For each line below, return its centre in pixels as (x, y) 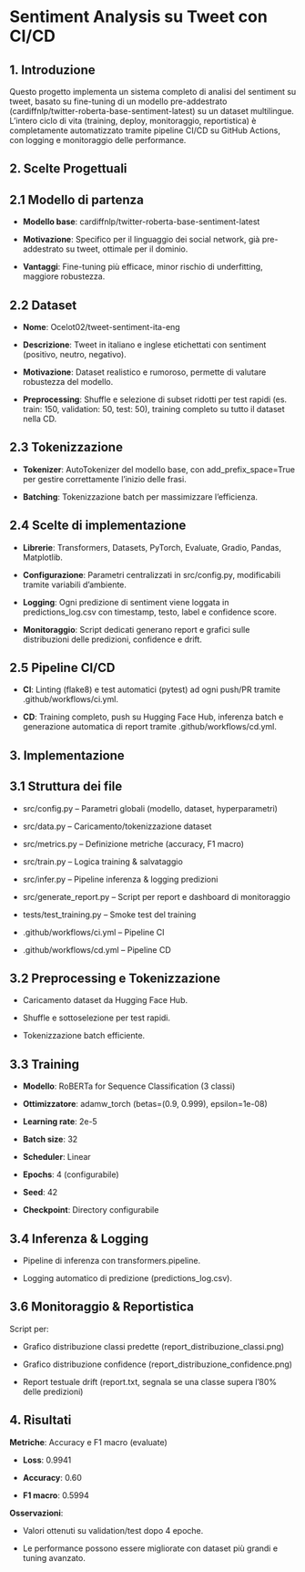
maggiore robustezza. (64, 276)
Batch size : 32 (50, 1139)
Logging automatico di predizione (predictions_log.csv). (127, 1278)
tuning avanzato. (54, 1557)
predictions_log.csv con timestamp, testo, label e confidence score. (150, 612)
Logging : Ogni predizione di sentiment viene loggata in (126, 602)
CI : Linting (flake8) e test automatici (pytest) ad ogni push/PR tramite (151, 689)
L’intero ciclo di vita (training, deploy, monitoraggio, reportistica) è (133, 121)
